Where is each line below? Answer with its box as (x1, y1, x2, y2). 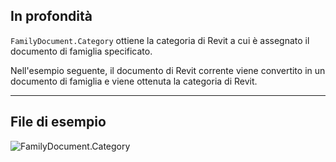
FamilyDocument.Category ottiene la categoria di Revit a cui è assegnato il (10, 34, 310, 46)
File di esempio (10, 114, 107, 131)
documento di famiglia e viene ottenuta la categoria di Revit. (10, 75, 258, 87)
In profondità (10, 8, 93, 25)
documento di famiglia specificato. (10, 45, 153, 57)
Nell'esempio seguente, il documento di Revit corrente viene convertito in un (10, 64, 326, 76)
